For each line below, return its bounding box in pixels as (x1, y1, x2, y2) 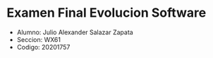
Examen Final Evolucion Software (6, 5, 207, 21)
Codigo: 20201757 (16, 43, 71, 51)
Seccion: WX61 (16, 35, 61, 43)
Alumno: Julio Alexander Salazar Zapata (16, 28, 133, 36)
